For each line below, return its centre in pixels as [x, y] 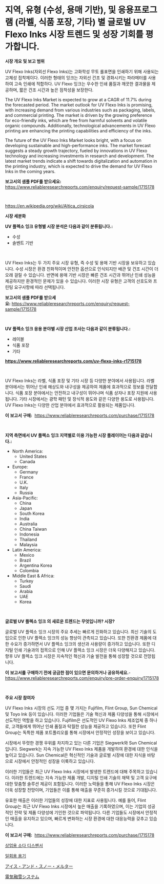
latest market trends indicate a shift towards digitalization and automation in [81, 161]
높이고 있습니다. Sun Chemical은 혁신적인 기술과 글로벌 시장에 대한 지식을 [76, 755]
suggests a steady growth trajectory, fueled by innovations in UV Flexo [76, 151]
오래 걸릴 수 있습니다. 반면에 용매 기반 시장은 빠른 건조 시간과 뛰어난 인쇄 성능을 [81, 275]
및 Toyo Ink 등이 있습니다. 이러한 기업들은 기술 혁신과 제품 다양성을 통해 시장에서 [82, 714]
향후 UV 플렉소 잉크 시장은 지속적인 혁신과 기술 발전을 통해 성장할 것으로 [74, 656]
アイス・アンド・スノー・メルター [39, 866]
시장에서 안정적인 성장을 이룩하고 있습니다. [54, 761]
